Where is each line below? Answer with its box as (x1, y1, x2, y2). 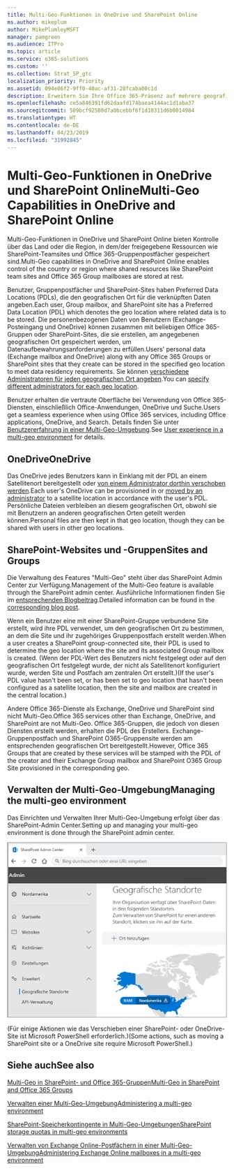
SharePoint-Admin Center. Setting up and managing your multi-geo (7, 821, 198, 829)
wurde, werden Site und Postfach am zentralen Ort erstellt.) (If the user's (7, 669, 214, 677)
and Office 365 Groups (7, 1085, 73, 1093)
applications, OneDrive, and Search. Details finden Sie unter (7, 418, 180, 426)
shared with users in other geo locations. (7, 524, 125, 532)
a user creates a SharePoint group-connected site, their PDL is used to (7, 639, 210, 648)
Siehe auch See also (7, 1059, 95, 1072)
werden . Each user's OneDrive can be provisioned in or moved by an (7, 486, 203, 495)
